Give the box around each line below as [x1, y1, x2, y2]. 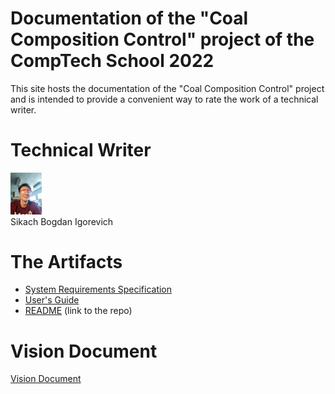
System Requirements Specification [24, 283, 173, 296]
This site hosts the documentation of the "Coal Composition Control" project [10, 82, 325, 94]
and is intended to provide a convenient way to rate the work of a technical [10, 93, 319, 105]
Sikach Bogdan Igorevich [10, 215, 114, 227]
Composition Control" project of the [10, 28, 315, 51]
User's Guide [24, 294, 80, 306]
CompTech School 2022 [10, 50, 215, 72]
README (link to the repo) [24, 305, 133, 317]
